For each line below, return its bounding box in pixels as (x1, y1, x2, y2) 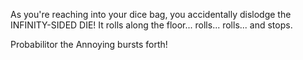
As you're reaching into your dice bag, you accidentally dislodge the (10, 9, 292, 20)
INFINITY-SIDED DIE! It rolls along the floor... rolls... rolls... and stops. (10, 19, 293, 31)
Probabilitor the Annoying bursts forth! (10, 39, 168, 50)
